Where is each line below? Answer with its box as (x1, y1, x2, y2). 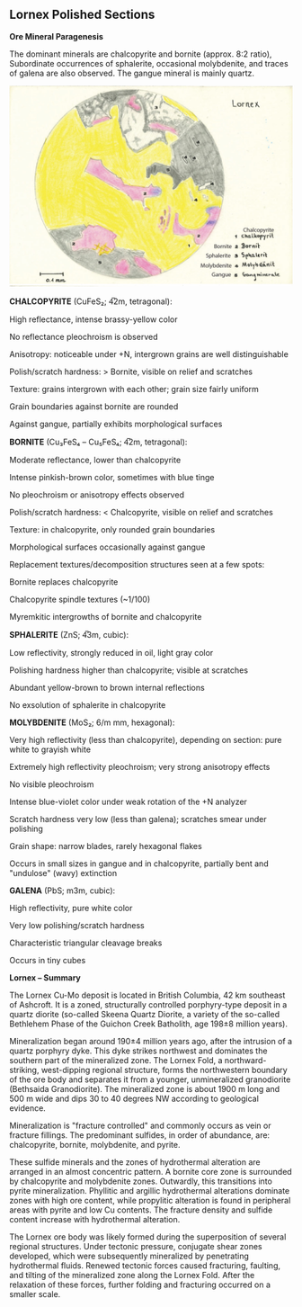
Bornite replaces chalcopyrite (9, 577, 119, 587)
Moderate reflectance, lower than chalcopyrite (9, 454, 182, 466)
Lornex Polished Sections (9, 7, 155, 22)
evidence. (9, 1103, 47, 1114)
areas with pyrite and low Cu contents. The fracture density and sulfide (9, 1204, 273, 1215)
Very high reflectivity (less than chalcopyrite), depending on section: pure (9, 735, 282, 746)
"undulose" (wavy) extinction (9, 868, 118, 879)
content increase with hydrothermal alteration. (9, 1214, 181, 1225)
